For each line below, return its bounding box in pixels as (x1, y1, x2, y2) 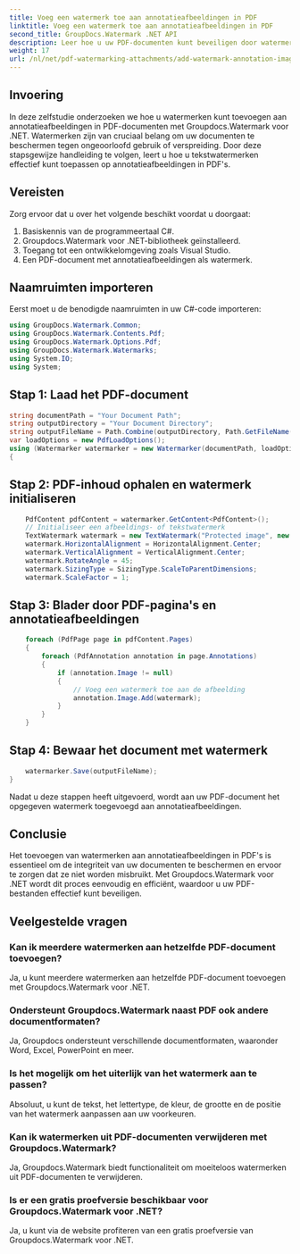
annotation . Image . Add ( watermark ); (72, 693, 202, 702)
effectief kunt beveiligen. (50, 888, 143, 899)
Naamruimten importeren (9, 280, 154, 296)
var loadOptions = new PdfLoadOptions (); (9, 436, 166, 445)
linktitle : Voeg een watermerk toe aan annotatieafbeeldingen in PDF (9, 21, 274, 30)
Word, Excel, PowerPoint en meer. (9, 1045, 135, 1056)
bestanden (9, 888, 49, 899)
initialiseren (9, 491, 77, 506)
